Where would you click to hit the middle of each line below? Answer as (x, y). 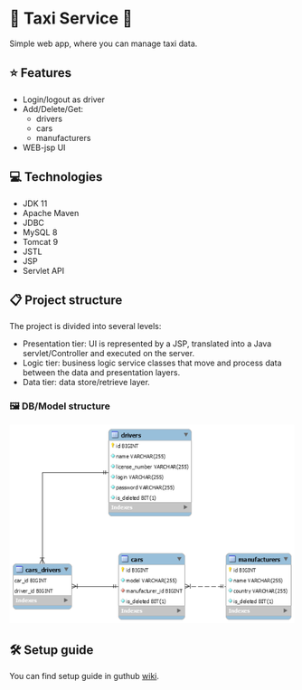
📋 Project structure (66, 300)
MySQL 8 (40, 232)
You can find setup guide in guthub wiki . (85, 676)
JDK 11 (35, 203)
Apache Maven (51, 213)
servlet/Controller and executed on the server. (109, 354)
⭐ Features (41, 73)
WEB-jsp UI (44, 147)
